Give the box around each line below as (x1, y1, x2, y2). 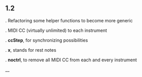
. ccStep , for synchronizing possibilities (5, 37, 88, 43)
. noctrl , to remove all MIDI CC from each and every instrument (5, 57, 137, 63)
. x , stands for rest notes (5, 47, 57, 53)
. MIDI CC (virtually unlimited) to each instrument (5, 27, 108, 33)
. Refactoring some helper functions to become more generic (5, 17, 133, 23)
